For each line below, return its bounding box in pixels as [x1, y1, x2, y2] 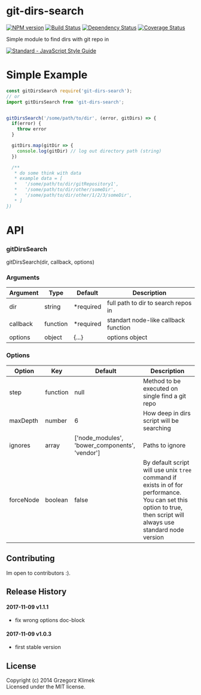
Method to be [142, 377, 181, 385]
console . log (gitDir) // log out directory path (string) [17, 148, 162, 154]
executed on [142, 384, 178, 392]
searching [142, 423, 172, 432]
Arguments [6, 273, 40, 282]
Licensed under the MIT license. [6, 683, 86, 690]
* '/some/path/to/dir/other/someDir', [14, 187, 117, 193]
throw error [17, 126, 47, 132]
